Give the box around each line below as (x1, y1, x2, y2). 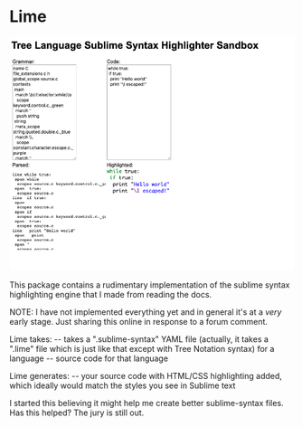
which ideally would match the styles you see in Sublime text (9, 380, 236, 391)
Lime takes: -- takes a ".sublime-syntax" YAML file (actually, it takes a (9, 333, 269, 345)
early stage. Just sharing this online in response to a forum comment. (9, 316, 269, 327)
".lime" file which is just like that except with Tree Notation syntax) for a (9, 343, 275, 354)
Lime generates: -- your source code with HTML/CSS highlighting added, (9, 370, 283, 381)
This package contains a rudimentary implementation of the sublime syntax (9, 279, 290, 290)
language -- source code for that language (9, 353, 169, 364)
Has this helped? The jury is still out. (9, 407, 145, 418)
